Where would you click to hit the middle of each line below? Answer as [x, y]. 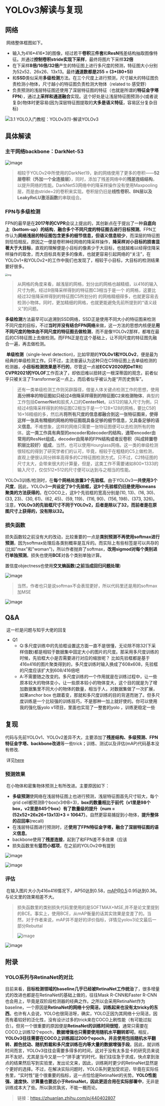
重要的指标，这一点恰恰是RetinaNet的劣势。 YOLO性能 [102, 1075]
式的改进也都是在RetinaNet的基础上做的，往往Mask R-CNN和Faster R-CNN [81, 995]
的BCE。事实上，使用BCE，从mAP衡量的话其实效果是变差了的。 [82, 913]
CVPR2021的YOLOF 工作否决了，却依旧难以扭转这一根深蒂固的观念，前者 [79, 373]
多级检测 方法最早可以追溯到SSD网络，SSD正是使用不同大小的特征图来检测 [81, 319]
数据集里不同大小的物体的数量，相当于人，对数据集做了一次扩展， [91, 689]
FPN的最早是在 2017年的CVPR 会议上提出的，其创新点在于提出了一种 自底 [79, 223]
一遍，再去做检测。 [28, 344]
